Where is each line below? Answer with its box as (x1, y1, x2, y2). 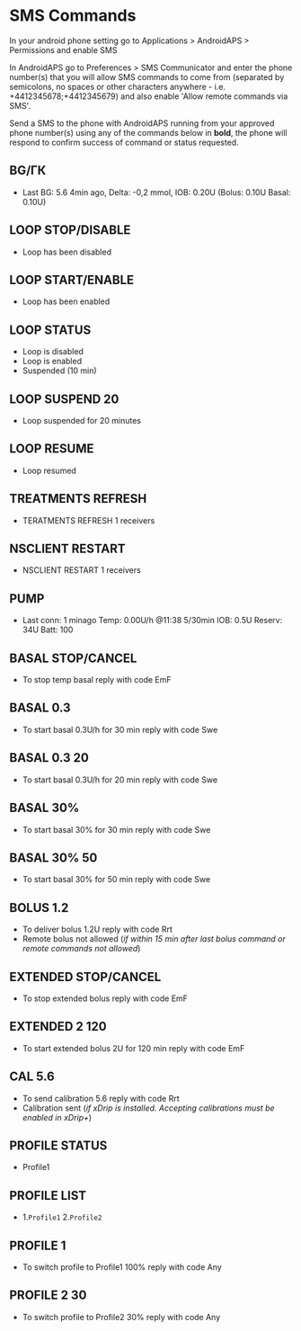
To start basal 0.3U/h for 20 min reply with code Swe (22, 774, 218, 785)
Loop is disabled (22, 346, 84, 357)
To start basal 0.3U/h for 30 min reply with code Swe (22, 724, 218, 735)
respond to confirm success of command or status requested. (9, 137, 240, 147)
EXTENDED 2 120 (9, 1019, 107, 1034)
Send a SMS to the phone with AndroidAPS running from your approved (9, 118, 275, 129)
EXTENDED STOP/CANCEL (9, 969, 162, 985)
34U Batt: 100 (22, 624, 74, 635)
